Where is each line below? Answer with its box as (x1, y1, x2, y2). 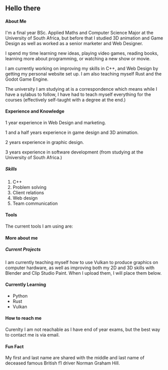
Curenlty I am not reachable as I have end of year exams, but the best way (5, 326, 160, 332)
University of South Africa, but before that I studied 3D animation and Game (5, 35, 163, 41)
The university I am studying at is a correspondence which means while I (5, 86, 157, 92)
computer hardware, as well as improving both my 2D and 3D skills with (5, 265, 155, 271)
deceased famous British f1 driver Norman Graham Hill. (5, 360, 120, 366)
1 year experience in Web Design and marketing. (5, 119, 106, 126)
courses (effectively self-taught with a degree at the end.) (5, 96, 126, 103)
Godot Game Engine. (5, 76, 49, 82)
